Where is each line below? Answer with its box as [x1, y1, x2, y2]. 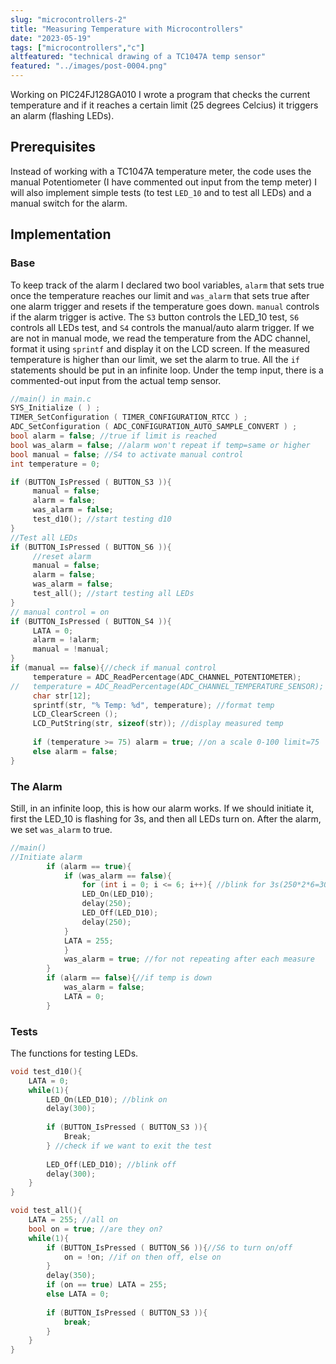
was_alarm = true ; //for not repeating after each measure [63, 954, 315, 965]
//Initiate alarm [10, 852, 83, 862]
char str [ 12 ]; [32, 691, 92, 701]
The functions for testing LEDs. [10, 1047, 139, 1059]
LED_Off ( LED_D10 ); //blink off [46, 1159, 177, 1170]
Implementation [10, 226, 112, 243]
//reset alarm [32, 551, 92, 561]
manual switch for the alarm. [10, 197, 128, 209]
